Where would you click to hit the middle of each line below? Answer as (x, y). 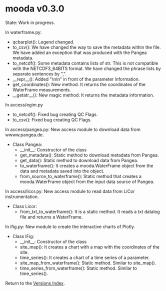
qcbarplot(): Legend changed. (43, 42)
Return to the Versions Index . (35, 283)
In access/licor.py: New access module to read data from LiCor (70, 191)
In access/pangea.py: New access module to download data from (73, 129)
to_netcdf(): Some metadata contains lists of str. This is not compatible (85, 63)
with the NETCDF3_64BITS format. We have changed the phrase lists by (86, 68)
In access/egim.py (24, 104)
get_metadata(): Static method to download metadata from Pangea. (89, 155)
